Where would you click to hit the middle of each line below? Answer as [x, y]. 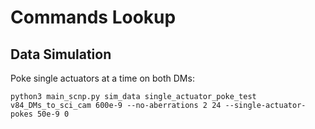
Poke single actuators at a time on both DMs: [102, 78]
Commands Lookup [93, 17]
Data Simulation [61, 54]
